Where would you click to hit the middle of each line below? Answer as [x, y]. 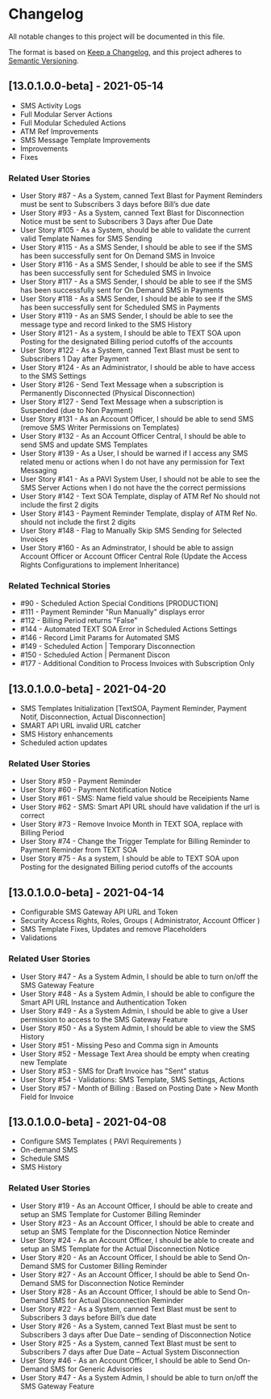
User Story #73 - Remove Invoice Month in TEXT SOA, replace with [131, 824]
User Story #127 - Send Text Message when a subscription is [121, 402]
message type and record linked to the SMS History [106, 325]
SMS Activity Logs [51, 105]
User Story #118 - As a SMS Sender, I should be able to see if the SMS [136, 299]
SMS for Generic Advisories [96, 1369]
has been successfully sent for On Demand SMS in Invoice [117, 256]
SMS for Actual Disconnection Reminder [117, 1300]
